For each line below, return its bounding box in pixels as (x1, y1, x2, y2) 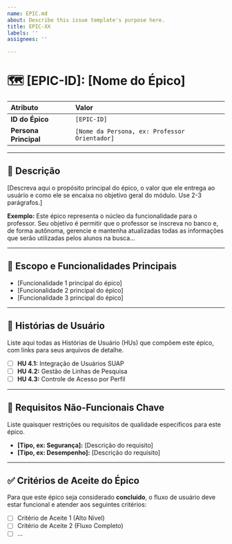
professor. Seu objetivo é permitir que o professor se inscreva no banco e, (7, 219, 219, 227)
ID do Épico (10, 115, 49, 125)
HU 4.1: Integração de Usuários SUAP (17, 359, 124, 368)
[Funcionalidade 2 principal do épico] (17, 286, 124, 294)
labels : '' (7, 29, 39, 37)
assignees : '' (7, 36, 48, 43)
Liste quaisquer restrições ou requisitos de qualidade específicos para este (7, 420, 221, 428)
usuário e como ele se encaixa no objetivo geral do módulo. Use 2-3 (7, 191, 202, 199)
